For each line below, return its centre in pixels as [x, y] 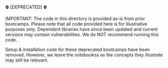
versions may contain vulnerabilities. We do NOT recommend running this [82, 34]
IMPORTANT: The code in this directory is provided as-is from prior [75, 18]
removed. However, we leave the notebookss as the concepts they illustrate [84, 55]
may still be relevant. [27, 60]
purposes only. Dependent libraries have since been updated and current [81, 29]
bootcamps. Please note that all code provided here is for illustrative [76, 24]
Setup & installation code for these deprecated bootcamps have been [78, 49]
